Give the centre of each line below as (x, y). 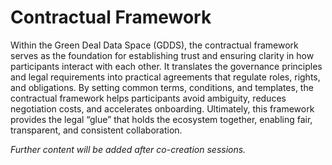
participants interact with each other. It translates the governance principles (166, 66)
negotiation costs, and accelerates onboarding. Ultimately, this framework (162, 108)
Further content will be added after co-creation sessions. (128, 149)
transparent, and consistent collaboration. (96, 130)
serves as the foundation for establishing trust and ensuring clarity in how (162, 55)
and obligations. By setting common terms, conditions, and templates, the (162, 87)
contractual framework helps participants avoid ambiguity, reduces (148, 98)
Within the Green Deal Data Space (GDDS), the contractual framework (154, 45)
